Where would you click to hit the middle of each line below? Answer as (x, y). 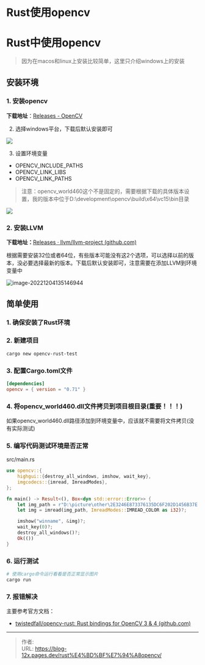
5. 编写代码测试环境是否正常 (47, 446)
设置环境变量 (31, 153)
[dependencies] (26, 384)
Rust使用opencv (48, 13)
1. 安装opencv (27, 101)
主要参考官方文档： (31, 611)
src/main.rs (20, 460)
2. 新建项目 (23, 341)
